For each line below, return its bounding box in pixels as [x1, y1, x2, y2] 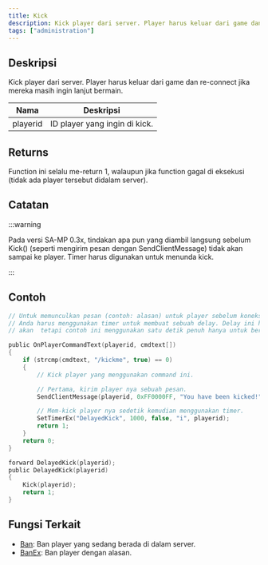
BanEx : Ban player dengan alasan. [19, 547, 132, 557]
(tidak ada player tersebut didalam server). [8, 175, 148, 185]
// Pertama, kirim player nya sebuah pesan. [37, 385, 187, 393]
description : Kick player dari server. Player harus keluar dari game [8, 19, 248, 27]
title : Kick [8, 11, 48, 20]
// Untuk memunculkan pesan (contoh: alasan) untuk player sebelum [8, 312, 238, 320]
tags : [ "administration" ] [8, 26, 94, 34]
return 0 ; [22, 436, 56, 444]
